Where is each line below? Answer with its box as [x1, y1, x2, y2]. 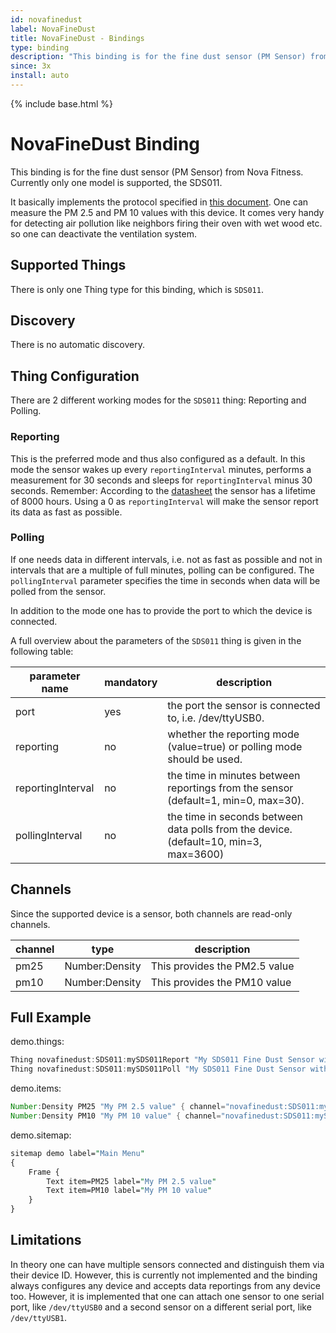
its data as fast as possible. [10, 506, 123, 518]
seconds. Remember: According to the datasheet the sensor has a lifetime [10, 484, 316, 496]
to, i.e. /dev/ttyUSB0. [167, 711, 265, 725]
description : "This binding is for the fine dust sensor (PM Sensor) [10, 52, 307, 62]
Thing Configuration [10, 367, 140, 385]
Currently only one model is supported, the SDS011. [10, 176, 223, 188]
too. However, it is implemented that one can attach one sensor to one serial [10, 1290, 325, 1302]
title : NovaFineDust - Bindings [10, 33, 145, 43]
